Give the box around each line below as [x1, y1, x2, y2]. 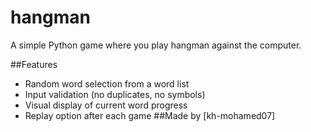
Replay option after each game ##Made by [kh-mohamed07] [24, 109, 276, 121]
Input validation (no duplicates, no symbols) [24, 88, 206, 100]
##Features [10, 58, 58, 70]
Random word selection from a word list [24, 77, 190, 90]
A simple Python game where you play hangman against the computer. [10, 39, 302, 51]
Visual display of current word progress [24, 99, 188, 111]
